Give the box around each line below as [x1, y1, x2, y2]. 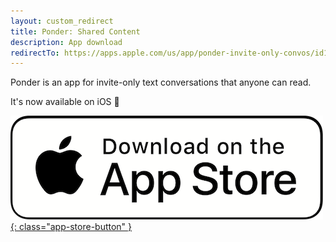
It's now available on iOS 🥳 [10, 96, 120, 108]
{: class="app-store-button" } [10, 221, 133, 233]
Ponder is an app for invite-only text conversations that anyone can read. [10, 76, 312, 89]
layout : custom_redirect [10, 16, 114, 26]
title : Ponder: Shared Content [10, 26, 141, 37]
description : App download [10, 37, 123, 47]
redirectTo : [10, 48, 60, 58]
